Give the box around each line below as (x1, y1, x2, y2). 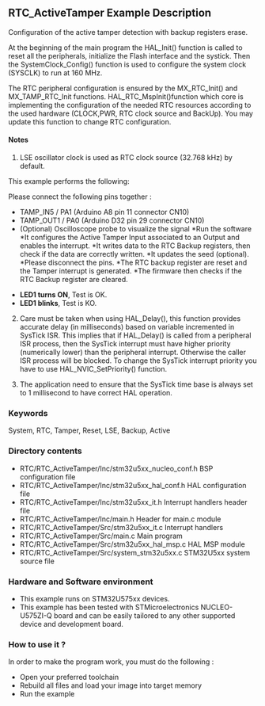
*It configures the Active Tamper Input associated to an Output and (19, 233, 240, 242)
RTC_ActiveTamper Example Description (8, 6, 212, 20)
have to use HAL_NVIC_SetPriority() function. (19, 364, 168, 374)
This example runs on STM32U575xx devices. (19, 593, 170, 603)
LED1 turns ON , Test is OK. (19, 290, 108, 300)
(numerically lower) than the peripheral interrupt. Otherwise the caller (19, 348, 247, 357)
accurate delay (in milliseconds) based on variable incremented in (19, 322, 235, 332)
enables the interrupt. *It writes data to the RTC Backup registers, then (19, 241, 251, 250)
